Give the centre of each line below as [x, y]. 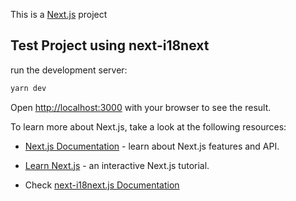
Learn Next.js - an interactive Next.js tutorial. [117, 165]
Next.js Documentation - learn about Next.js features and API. [152, 146]
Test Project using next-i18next [110, 45]
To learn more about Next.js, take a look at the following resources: [148, 126]
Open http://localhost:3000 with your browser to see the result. [141, 107]
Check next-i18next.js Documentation [102, 185]
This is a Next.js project [59, 14]
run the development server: [69, 70]
